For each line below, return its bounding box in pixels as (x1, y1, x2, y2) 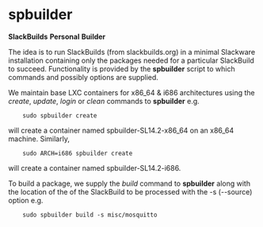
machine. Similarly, (8, 133, 70, 144)
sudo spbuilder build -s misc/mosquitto (22, 210, 158, 219)
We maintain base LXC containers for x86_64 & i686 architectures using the (8, 87, 255, 97)
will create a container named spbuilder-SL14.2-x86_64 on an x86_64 (8, 125, 234, 135)
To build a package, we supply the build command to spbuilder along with (8, 179, 251, 188)
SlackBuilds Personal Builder (8, 32, 106, 41)
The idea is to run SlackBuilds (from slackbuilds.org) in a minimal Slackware (8, 47, 256, 56)
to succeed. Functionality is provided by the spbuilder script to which (8, 63, 235, 73)
